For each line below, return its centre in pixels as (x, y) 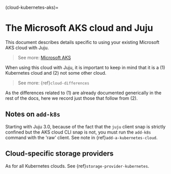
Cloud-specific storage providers (59, 154)
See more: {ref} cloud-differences (53, 83)
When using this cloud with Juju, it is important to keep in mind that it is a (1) (85, 67)
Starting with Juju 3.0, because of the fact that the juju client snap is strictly (86, 126)
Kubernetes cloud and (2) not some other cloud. (56, 73)
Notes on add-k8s (33, 114)
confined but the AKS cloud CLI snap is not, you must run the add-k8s (78, 132)
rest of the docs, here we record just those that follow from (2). (71, 98)
